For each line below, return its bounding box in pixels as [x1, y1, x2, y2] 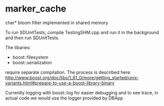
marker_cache [5, 3, 67, 15]
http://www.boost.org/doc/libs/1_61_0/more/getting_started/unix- [5, 74, 139, 80]
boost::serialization [12, 59, 52, 65]
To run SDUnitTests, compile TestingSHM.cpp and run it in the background [5, 29, 159, 35]
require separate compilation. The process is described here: [5, 69, 131, 75]
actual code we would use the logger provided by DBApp [5, 95, 123, 101]
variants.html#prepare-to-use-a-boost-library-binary [5, 80, 115, 86]
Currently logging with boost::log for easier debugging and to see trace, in [5, 89, 159, 95]
